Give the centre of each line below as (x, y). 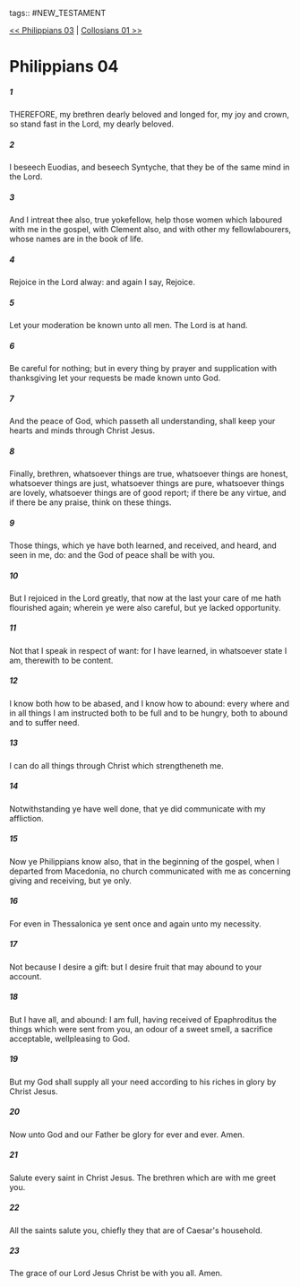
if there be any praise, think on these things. (90, 502)
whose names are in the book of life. (77, 239)
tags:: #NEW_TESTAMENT (58, 13)
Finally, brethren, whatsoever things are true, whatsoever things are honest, (149, 474)
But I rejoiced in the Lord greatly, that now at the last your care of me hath (146, 598)
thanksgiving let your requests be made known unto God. (115, 378)
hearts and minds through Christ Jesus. (82, 430)
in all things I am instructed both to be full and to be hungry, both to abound (149, 713)
